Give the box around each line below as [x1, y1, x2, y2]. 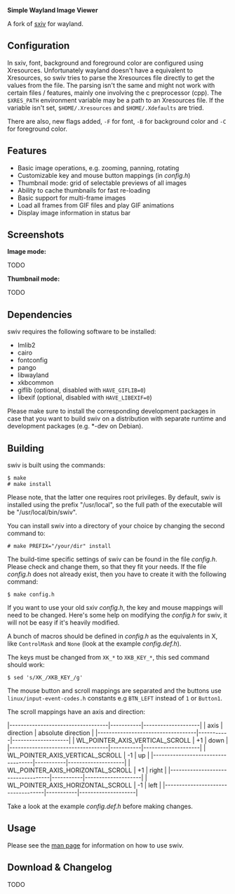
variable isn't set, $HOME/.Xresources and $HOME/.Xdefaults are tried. [7, 103, 205, 112]
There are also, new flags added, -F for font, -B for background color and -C [7, 117, 227, 125]
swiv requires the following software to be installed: [7, 327, 156, 336]
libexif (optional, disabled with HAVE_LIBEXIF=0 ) [17, 393, 152, 402]
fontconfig [17, 356, 48, 364]
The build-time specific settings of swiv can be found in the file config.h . [7, 555, 217, 563]
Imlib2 [17, 341, 36, 350]
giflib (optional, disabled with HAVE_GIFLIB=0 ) [17, 386, 146, 395]
